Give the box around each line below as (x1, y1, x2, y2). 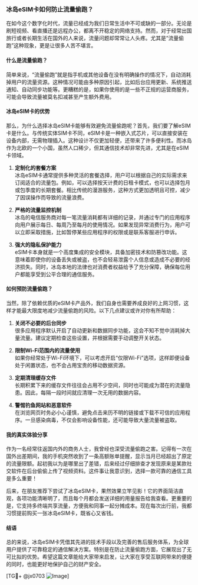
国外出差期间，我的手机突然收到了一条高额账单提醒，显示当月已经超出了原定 (6, 453, 192, 460)
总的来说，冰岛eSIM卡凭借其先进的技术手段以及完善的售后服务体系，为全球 (6, 538, 189, 545)
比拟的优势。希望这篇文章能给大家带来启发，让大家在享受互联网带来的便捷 (11, 553, 192, 560)
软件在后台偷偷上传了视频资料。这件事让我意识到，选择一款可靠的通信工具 (11, 467, 192, 474)
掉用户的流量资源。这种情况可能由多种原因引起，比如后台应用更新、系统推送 (6, 78, 192, 85)
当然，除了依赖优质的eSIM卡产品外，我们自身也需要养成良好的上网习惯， (6, 299, 184, 306)
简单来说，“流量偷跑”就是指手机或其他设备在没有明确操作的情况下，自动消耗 (6, 71, 192, 78)
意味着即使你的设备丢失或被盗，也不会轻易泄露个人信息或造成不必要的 (14, 256, 186, 263)
